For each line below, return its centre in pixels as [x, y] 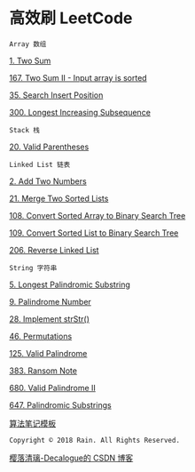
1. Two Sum [30, 60]
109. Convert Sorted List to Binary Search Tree [94, 233]
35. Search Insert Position [56, 95]
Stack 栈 [24, 130]
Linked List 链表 [40, 164]
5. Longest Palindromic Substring [70, 284]
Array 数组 [28, 44]
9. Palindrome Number [50, 301]
